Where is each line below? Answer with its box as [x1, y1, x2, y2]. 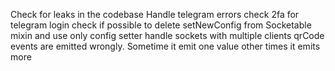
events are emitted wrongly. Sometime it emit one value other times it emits [10, 40, 321, 52]
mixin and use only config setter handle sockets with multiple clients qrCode [10, 30, 325, 41]
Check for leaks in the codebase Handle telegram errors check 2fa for [10, 9, 300, 20]
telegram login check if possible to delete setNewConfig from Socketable [10, 19, 312, 31]
